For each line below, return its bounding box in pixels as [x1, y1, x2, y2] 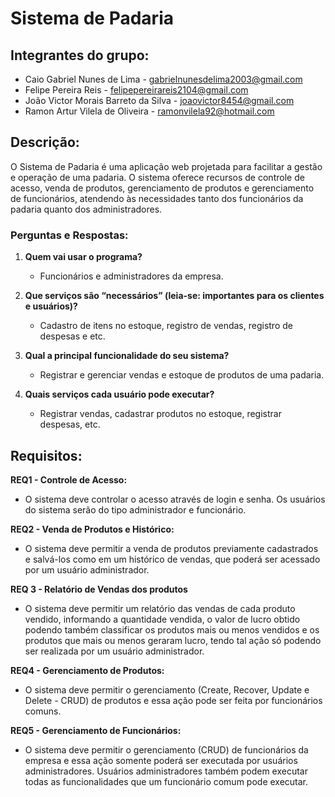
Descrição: [10, 134, 80, 151]
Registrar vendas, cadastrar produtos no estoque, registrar [39, 408, 282, 420]
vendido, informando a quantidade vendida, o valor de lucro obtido [24, 613, 301, 625]
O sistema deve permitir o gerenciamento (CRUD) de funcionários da [24, 743, 309, 756]
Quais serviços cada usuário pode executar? [24, 388, 215, 401]
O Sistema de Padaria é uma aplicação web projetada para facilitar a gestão [10, 160, 323, 172]
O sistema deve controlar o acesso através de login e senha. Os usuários [24, 493, 326, 505]
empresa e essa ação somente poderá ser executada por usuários [24, 754, 298, 766]
